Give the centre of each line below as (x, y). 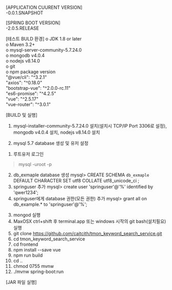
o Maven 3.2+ (20, 45)
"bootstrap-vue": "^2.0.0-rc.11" (38, 88)
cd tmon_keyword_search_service (49, 239)
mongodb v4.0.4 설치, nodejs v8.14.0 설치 (57, 132)
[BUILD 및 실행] (22, 115)
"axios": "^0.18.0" (24, 82)
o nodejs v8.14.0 (23, 61)
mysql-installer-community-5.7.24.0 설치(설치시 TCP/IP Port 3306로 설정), (90, 126)
